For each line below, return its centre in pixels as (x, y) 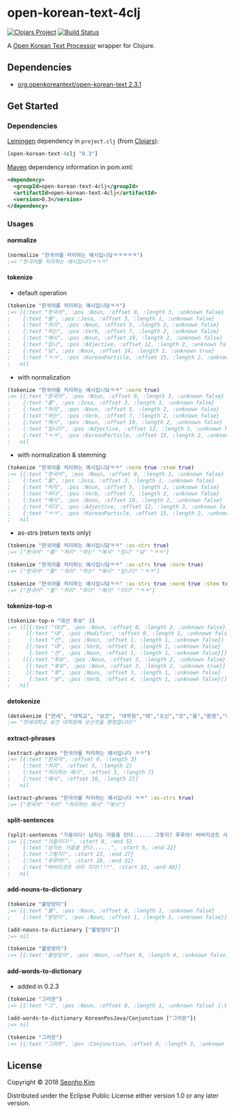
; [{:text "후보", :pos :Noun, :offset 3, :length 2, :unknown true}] (117, 666)
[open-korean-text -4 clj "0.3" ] (53, 154)
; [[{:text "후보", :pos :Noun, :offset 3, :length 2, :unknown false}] (118, 660)
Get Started (33, 106)
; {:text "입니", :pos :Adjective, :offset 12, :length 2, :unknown (112, 345)
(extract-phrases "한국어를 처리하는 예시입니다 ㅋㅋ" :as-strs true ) (101, 798)
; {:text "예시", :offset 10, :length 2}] (73, 779)
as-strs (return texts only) (54, 533)
